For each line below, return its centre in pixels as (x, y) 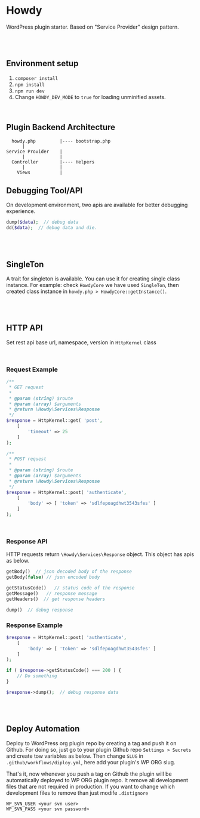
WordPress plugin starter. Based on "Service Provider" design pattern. (93, 27)
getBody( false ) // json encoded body (53, 577)
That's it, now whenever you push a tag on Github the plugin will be (89, 774)
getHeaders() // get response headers (56, 599)
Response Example (35, 625)
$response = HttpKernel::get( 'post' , (54, 421)
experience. (21, 211)
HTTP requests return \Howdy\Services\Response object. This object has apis (100, 554)
